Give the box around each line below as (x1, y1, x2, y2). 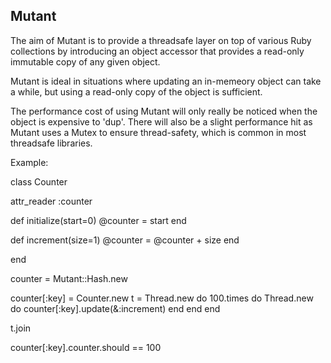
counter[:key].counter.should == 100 (10, 341, 162, 353)
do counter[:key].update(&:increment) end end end (10, 302, 221, 314)
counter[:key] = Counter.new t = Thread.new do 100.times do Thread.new (10, 292, 314, 304)
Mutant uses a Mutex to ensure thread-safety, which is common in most (10, 126, 307, 138)
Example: (10, 156, 49, 168)
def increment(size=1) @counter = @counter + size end (10, 234, 240, 246)
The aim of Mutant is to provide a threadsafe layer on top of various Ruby (10, 34, 312, 46)
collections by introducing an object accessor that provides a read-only (10, 45, 305, 57)
